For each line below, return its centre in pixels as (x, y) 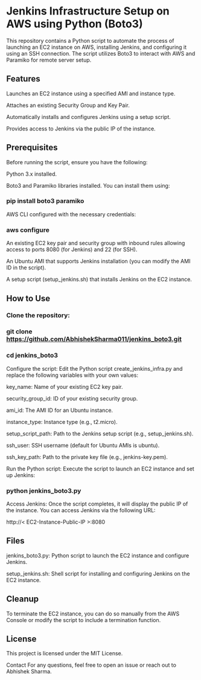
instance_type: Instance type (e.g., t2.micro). (62, 422)
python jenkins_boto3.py (44, 490)
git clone (19, 332)
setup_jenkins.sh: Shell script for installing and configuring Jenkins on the (98, 573)
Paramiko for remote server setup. (49, 60)
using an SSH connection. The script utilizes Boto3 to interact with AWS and (101, 53)
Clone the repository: (38, 315)
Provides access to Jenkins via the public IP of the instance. (81, 129)
